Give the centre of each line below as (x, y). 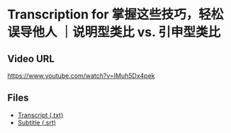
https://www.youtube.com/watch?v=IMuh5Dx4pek (81, 76)
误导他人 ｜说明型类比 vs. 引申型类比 (114, 32)
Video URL (31, 58)
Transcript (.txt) (40, 115)
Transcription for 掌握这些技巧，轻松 (115, 15)
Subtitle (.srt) (37, 122)
